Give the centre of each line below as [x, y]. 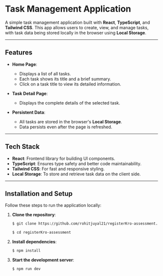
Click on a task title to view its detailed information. [70, 84]
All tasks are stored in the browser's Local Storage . [71, 121]
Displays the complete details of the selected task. [70, 103]
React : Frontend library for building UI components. [64, 158]
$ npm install [26, 251]
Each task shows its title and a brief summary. [65, 79]
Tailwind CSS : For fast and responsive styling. [58, 169]
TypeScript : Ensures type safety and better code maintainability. [77, 163]
